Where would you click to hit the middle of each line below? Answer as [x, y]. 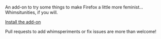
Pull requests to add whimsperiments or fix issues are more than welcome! [81, 31]
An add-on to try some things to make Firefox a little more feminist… [74, 7]
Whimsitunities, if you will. [32, 12]
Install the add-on [23, 22]
